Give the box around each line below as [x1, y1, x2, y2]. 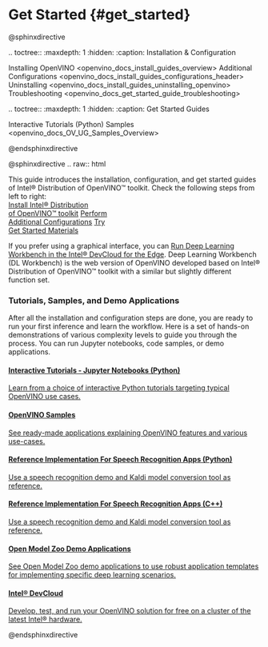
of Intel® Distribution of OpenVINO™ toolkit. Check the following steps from [8, 182, 255, 193]
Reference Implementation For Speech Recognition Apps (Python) [8, 454, 233, 465]
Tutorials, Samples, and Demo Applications [8, 294, 180, 306]
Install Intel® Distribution [8, 200, 89, 210]
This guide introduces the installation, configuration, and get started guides [8, 174, 257, 184]
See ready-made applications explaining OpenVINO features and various [8, 428, 248, 437]
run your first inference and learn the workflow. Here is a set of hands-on [8, 322, 250, 331]
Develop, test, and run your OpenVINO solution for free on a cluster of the [8, 606, 251, 616]
